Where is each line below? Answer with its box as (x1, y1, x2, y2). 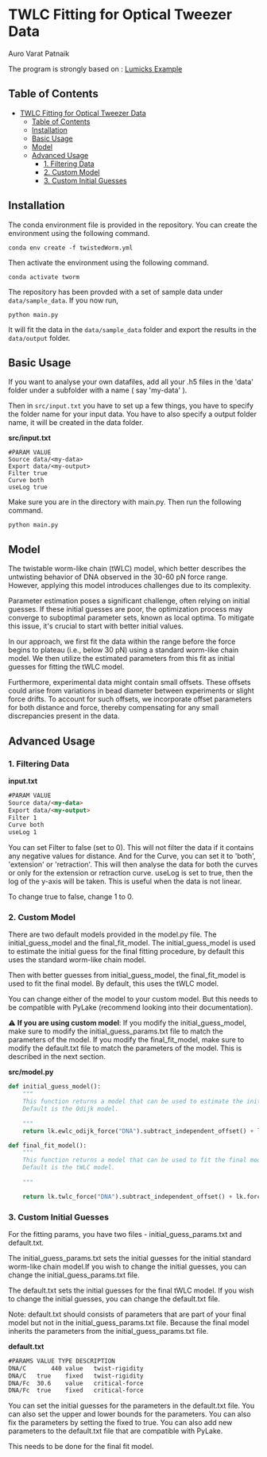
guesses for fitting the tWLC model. (8, 662, 125, 672)
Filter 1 (8, 814, 37, 821)
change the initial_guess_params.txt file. (8, 1270, 140, 1280)
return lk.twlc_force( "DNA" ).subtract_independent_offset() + (22, 1192, 233, 1200)
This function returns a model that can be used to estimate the (22, 1098, 244, 1106)
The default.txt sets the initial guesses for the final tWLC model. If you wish (8, 1285, 254, 1295)
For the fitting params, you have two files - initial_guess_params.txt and (8, 1229, 242, 1239)
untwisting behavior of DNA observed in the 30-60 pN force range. (8, 572, 228, 582)
